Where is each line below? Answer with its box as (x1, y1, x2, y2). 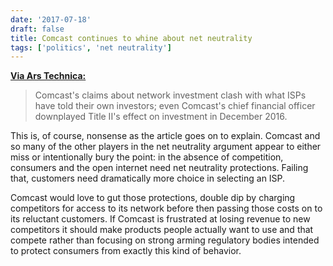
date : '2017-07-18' (10, 14, 92, 25)
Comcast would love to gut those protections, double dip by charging (10, 192, 296, 204)
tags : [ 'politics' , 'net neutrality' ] (10, 42, 172, 53)
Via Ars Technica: (10, 70, 87, 82)
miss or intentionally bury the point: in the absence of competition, (10, 151, 284, 163)
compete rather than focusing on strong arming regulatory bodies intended (10, 234, 320, 246)
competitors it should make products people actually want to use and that (10, 224, 314, 236)
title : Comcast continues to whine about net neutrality (10, 33, 253, 43)
